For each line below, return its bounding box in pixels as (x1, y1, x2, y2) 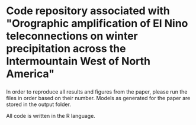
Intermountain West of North (6, 55, 151, 68)
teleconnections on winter (6, 30, 138, 43)
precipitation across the (6, 42, 126, 56)
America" (6, 67, 55, 81)
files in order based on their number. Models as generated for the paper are (6, 95, 191, 102)
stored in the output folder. (6, 101, 71, 108)
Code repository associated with (6, 4, 171, 18)
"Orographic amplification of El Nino (6, 17, 188, 30)
